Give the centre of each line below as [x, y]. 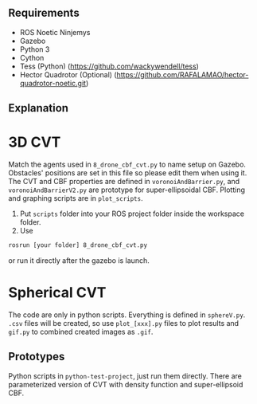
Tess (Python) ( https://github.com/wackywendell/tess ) [109, 66]
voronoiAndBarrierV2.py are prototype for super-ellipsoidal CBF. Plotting [127, 190]
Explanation [39, 108]
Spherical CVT [57, 293]
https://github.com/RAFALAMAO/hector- [183, 74]
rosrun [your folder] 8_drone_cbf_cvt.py [78, 245]
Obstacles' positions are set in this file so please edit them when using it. [128, 173]
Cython [32, 57]
